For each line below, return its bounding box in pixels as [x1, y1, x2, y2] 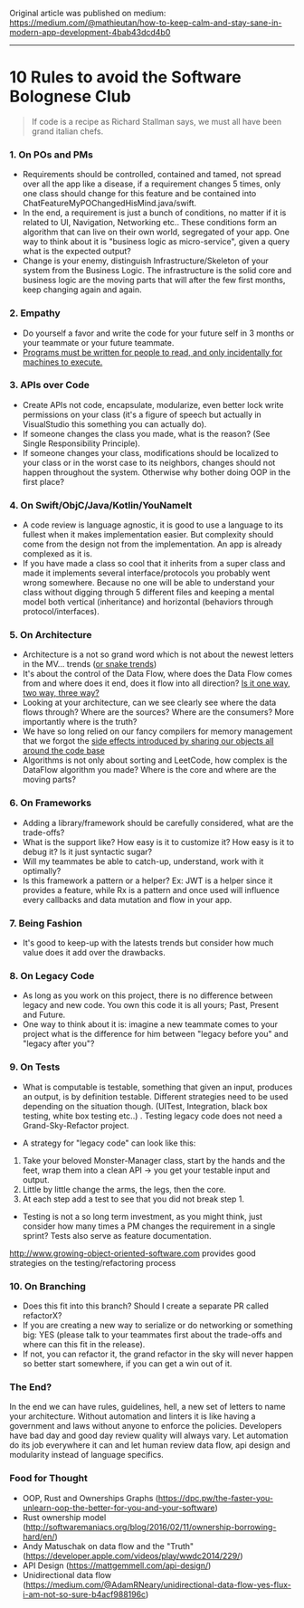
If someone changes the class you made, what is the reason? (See [22, 428, 271, 439]
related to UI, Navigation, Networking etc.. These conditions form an [22, 217, 278, 228]
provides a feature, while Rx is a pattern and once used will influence [22, 884, 280, 895]
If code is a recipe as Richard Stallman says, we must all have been [31, 116, 282, 127]
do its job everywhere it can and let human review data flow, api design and [9, 1440, 291, 1451]
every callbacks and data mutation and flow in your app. [22, 894, 233, 905]
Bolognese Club [9, 86, 131, 107]
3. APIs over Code [9, 379, 90, 392]
